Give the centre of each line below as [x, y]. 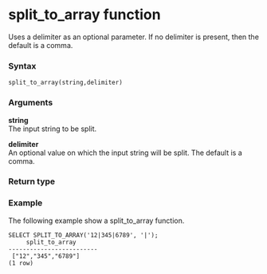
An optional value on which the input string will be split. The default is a [126, 153]
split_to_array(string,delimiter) [66, 83]
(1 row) [21, 263]
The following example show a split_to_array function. [96, 220]
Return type [32, 181]
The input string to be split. [53, 129]
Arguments [31, 103]
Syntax [22, 66]
